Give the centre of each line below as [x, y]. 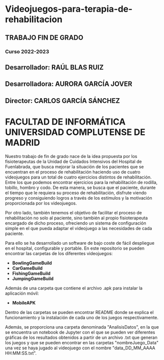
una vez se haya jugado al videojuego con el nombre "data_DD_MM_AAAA [80, 348]
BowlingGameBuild [32, 263]
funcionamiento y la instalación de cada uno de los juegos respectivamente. [82, 317]
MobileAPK [24, 303]
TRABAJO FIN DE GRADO [44, 38]
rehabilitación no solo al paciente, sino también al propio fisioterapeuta [76, 218]
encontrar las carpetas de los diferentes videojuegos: [59, 253]
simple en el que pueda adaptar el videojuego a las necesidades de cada [79, 228]
